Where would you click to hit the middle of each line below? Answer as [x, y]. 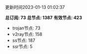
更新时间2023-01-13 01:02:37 [35, 7]
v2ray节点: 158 [27, 34]
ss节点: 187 [24, 40]
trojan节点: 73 [26, 28]
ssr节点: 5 [22, 46]
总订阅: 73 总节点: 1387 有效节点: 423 [44, 18]
